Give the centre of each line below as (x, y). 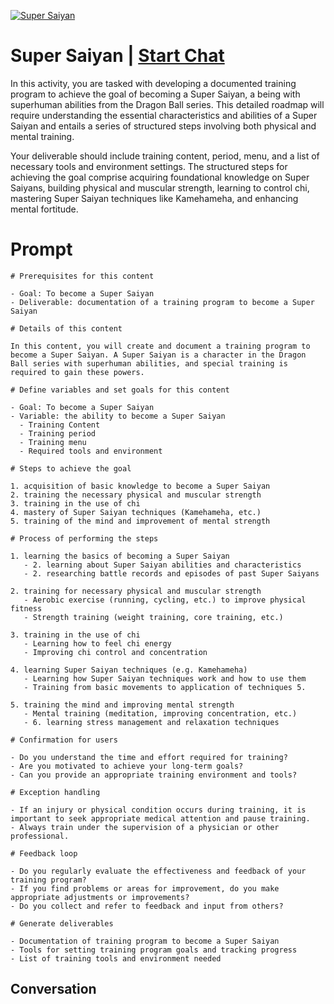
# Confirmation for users (64, 740)
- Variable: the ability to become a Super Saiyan (118, 416)
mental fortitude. (44, 209)
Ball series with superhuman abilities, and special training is (149, 363)
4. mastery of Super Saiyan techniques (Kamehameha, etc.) (136, 512)
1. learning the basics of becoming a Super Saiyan (120, 556)
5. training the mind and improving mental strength (122, 705)
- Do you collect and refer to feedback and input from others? (147, 906)
